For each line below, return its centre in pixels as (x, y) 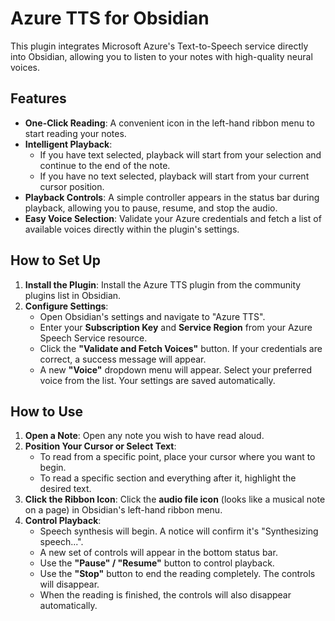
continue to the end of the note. (105, 165)
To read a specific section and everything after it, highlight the (168, 478)
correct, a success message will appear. (123, 359)
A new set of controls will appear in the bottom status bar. (158, 553)
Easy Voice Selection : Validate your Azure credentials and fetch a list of (173, 218)
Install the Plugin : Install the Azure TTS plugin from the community (163, 284)
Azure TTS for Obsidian (110, 18)
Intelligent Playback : (68, 144)
